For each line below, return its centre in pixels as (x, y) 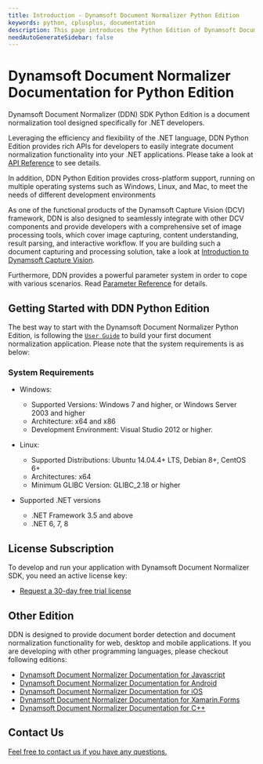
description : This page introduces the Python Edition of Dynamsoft (122, 30)
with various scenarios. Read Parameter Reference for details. (108, 284)
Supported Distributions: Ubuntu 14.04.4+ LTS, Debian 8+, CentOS (139, 460)
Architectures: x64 (61, 477)
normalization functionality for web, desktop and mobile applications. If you (130, 642)
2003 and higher (58, 413)
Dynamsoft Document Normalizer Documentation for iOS (111, 691)
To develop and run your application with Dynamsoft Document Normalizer (129, 568)
